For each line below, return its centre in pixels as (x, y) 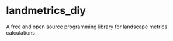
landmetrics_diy (46, 11)
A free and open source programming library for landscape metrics (87, 27)
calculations (20, 32)
